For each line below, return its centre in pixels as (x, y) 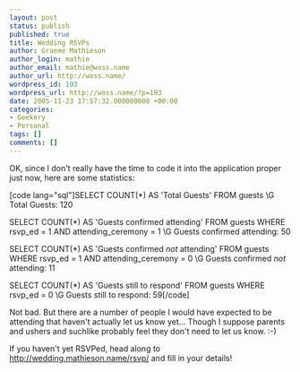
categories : (31, 109)
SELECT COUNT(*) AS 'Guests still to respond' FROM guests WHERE (137, 285)
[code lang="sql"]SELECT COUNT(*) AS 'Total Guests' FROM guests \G (142, 195)
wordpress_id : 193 (43, 84)
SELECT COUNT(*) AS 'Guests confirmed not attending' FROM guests (139, 248)
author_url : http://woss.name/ (68, 76)
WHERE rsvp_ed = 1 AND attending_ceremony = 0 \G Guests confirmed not (148, 258)
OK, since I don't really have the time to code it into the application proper (146, 168)
